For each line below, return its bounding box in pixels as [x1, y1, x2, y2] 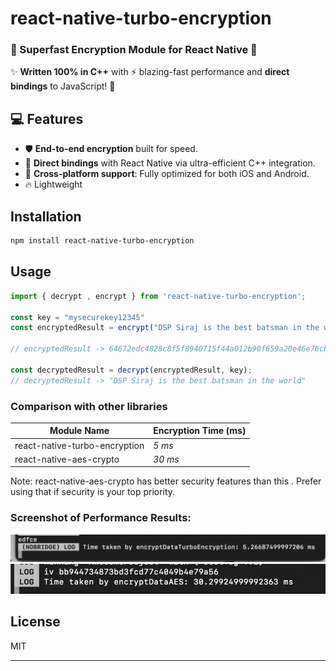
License [10, 613, 61, 631]
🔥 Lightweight [24, 178, 83, 191]
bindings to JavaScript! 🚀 [10, 80, 116, 92]
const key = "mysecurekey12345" [10, 312, 145, 322]
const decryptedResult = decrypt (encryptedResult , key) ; [10, 365, 253, 375]
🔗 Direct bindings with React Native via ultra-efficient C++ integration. [24, 157, 316, 169]
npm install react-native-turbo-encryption [10, 236, 195, 246]
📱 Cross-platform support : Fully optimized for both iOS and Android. [24, 168, 310, 180]
